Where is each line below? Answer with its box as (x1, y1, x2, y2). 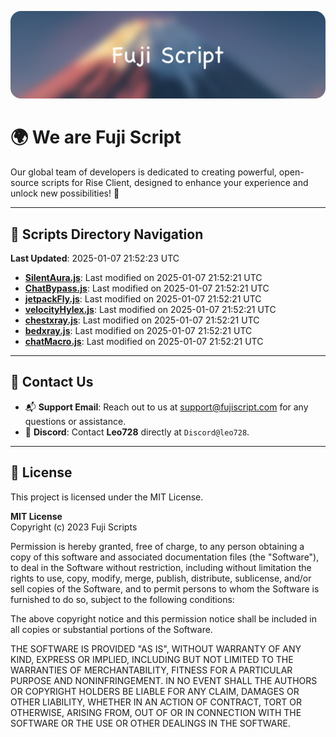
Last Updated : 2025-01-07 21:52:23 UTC (10, 252, 180, 265)
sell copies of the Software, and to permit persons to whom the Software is (10, 582, 320, 595)
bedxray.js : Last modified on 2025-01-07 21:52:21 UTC (24, 325, 253, 337)
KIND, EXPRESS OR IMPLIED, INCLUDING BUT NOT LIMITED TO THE (10, 653, 294, 665)
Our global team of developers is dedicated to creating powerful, (10, 166, 277, 178)
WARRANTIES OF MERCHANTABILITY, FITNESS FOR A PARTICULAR (10, 664, 293, 676)
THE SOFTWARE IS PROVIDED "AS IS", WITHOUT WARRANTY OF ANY (10, 642, 302, 655)
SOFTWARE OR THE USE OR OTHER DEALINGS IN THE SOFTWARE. (10, 717, 291, 729)
